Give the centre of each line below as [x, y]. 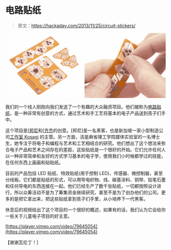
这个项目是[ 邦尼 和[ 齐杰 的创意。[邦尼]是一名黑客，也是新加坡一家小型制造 [82, 130]
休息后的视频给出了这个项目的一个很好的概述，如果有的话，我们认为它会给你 [85, 210]
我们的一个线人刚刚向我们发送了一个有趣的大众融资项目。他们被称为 [77, 107]
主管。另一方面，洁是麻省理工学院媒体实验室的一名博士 [102, 137]
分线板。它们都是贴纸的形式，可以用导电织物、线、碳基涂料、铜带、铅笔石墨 [85, 180]
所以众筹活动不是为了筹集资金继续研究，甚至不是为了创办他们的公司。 [88, 193]
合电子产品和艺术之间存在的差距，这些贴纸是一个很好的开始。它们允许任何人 [85, 150]
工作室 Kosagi [24, 137]
